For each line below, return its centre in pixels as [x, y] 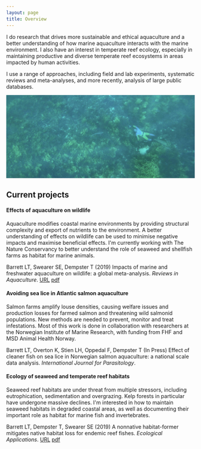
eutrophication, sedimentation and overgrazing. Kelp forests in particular [95, 396]
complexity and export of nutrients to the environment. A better [84, 230]
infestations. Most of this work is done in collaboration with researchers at [98, 326]
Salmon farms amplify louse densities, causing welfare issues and [87, 307]
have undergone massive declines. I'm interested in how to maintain [90, 402]
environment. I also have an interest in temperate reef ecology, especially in [99, 49]
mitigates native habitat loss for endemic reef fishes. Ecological [84, 433]
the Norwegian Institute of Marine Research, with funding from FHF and [95, 332]
